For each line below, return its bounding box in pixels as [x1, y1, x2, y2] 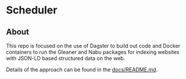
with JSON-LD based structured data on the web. [6, 55, 126, 61]
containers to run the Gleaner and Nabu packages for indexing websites [6, 49, 180, 56]
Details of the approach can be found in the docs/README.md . [6, 66, 158, 73]
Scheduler [6, 4, 57, 17]
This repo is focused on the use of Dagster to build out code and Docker [6, 42, 181, 49]
